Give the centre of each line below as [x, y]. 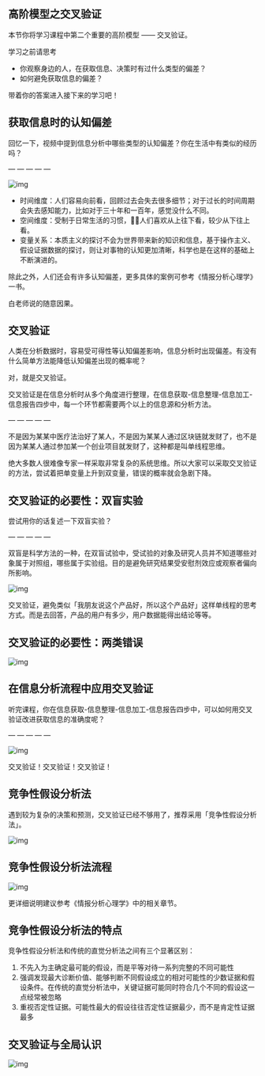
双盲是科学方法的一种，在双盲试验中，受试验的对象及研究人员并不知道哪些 [129, 553]
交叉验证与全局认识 [55, 1044]
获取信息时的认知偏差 [60, 122]
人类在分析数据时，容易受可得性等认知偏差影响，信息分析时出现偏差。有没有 [132, 351]
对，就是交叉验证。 [39, 377]
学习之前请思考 [32, 51]
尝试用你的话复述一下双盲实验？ [60, 521]
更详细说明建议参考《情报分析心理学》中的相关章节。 [95, 903]
